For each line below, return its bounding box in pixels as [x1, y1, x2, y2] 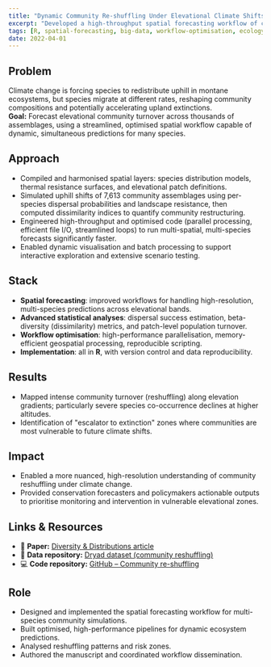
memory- [215, 329, 246, 339]
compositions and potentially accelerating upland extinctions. [8, 103, 212, 113]
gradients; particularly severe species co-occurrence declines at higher [19, 401, 259, 410]
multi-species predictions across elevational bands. [19, 304, 192, 313]
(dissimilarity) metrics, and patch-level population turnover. [51, 321, 248, 331]
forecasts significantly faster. [19, 233, 117, 243]
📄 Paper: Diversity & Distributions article [19, 542, 155, 552]
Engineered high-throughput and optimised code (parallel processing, [19, 216, 252, 226]
